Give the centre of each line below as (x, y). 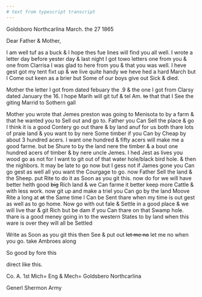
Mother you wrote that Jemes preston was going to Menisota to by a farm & (100, 114)
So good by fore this (32, 252)
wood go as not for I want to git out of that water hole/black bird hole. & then (101, 159)
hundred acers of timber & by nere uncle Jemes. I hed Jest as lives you (95, 152)
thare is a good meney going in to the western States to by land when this (98, 216)
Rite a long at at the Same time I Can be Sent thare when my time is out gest (100, 197)
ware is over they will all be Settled (49, 223)
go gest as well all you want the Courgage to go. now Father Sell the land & (99, 172)
